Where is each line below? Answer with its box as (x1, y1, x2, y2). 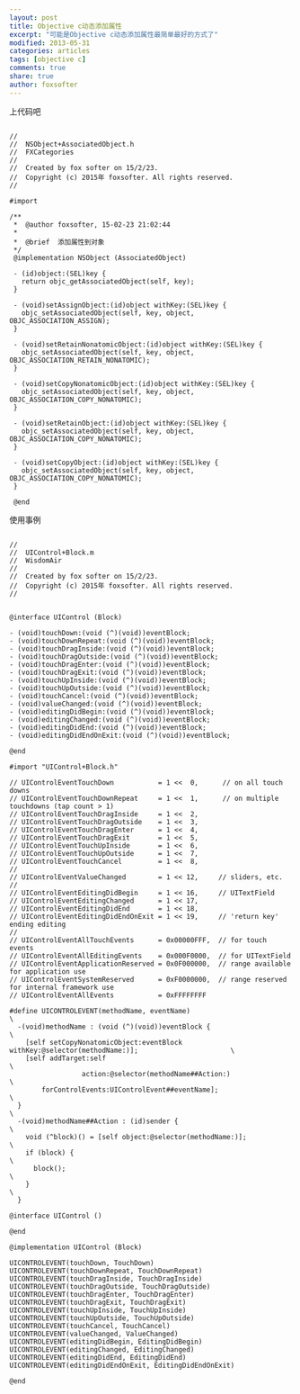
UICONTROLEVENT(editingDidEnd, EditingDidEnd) (9, 1353, 187, 1362)
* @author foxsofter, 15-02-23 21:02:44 (13, 220, 171, 229)
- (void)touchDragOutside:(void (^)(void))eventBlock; (9, 652, 219, 661)
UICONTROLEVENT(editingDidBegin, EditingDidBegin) (9, 1337, 203, 1346)
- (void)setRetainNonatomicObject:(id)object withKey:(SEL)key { (13, 339, 263, 349)
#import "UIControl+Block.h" (9, 762, 119, 771)
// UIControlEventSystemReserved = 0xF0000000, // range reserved (9, 975, 287, 984)
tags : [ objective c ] (9, 55, 87, 64)
